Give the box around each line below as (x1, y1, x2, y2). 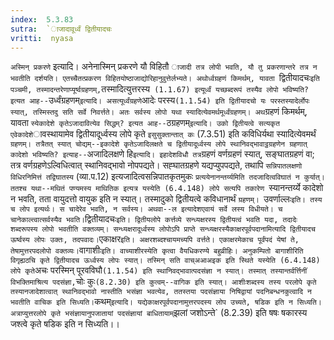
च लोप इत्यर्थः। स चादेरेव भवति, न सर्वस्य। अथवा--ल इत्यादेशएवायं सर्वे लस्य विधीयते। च (10, 204, 283, 215)
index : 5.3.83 (10, 14, 74, 25)
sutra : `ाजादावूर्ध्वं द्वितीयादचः (10, 24, 112, 34)
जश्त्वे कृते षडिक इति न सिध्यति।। (10, 318, 120, 330)
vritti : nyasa (10, 33, 74, 43)
